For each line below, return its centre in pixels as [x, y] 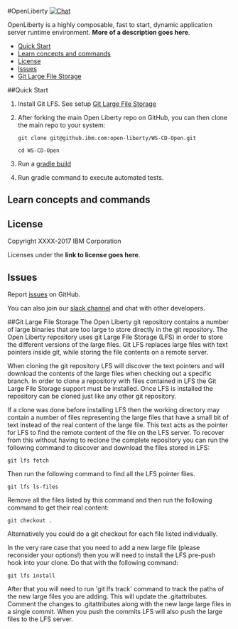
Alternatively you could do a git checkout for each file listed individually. [113, 534]
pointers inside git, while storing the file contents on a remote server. [108, 353]
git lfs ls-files [33, 487]
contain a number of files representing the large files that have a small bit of [118, 418]
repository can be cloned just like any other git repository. [92, 396]
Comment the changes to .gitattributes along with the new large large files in [119, 604]
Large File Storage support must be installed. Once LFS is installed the [110, 389]
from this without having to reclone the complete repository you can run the [118, 440]
